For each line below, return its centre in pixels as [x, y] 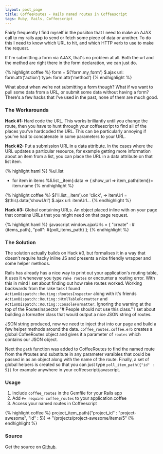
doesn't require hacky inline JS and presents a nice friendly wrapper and [78, 258]
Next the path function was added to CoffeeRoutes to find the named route [80, 349]
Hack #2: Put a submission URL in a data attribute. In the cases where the [79, 146]
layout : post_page [24, 10]
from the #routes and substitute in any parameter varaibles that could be [78, 354]
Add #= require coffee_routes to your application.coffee [69, 398]
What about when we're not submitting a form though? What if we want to [79, 87]
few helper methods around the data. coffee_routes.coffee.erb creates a [79, 329]
